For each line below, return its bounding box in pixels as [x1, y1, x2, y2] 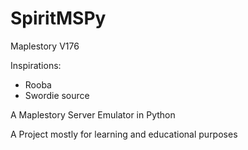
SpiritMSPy [10, 7, 107, 30]
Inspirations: [10, 59, 62, 71]
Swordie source [24, 89, 90, 101]
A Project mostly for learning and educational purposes [10, 128, 238, 140]
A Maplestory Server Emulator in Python [10, 108, 176, 121]
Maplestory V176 [10, 40, 80, 52]
